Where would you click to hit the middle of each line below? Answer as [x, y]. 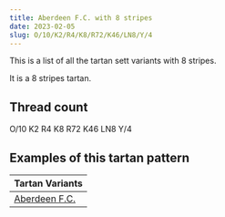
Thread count [49, 107]
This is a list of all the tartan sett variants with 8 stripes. [113, 61]
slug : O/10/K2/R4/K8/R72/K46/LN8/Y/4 [81, 35]
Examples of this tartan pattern [99, 157]
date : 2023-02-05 [42, 26]
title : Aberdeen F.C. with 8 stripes [81, 18]
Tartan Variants [49, 183]
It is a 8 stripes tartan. [51, 78]
